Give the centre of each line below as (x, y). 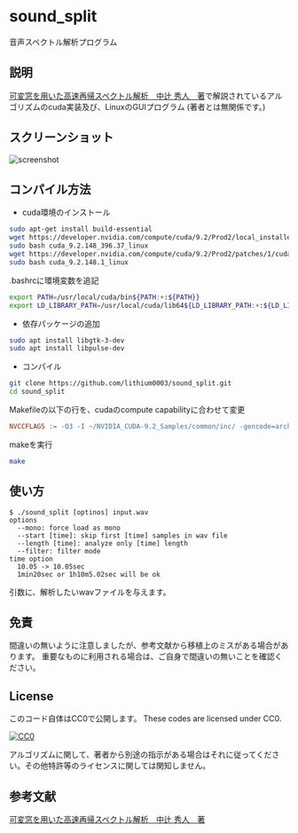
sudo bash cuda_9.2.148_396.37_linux (79, 246)
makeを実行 (31, 444)
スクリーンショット (61, 138)
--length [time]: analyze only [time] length (103, 543)
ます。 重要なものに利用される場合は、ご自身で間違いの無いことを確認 (145, 656)
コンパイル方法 (50, 189)
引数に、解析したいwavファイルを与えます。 (90, 592)
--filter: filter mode (59, 551)
